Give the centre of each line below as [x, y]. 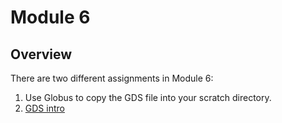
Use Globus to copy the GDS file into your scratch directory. [148, 97]
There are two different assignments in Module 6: [112, 78]
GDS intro [44, 108]
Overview [41, 54]
